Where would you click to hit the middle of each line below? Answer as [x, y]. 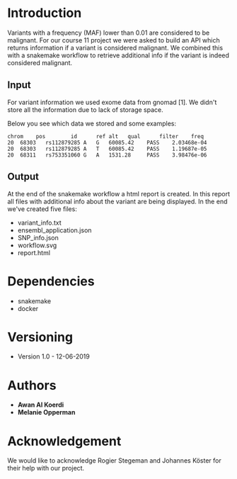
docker [28, 308]
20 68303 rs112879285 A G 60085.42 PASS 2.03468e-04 [107, 142]
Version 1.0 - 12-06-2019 [53, 356]
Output [23, 177]
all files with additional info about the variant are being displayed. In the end [117, 201]
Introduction [45, 13]
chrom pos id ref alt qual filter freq [105, 136]
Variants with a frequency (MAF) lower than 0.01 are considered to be [109, 33]
